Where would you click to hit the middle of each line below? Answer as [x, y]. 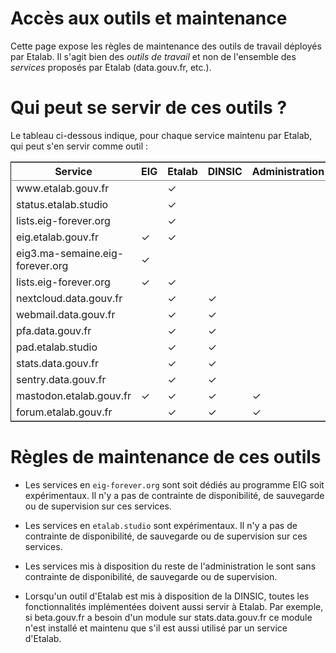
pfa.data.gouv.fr [54, 330]
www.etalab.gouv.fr [63, 188]
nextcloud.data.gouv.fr [69, 298]
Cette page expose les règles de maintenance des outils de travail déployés [166, 46]
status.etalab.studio [62, 204]
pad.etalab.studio [57, 347]
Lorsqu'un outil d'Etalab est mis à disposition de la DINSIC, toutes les [167, 596]
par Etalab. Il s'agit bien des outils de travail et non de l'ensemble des [153, 56]
